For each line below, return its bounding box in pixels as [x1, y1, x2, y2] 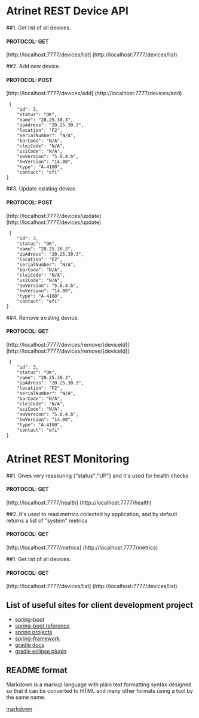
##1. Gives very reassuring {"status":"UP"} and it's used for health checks [6, 472, 189, 479]
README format [6, 665, 68, 675]
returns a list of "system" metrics [6, 517, 88, 524]
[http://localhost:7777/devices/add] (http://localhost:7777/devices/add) [6, 90, 182, 97]
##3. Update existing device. [6, 185, 77, 192]
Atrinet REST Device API [6, 4, 128, 18]
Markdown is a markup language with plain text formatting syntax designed [6, 681, 192, 688]
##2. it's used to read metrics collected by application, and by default [6, 510, 177, 517]
